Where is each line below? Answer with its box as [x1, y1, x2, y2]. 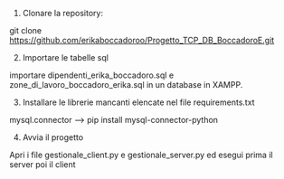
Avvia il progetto [22, 132, 84, 143]
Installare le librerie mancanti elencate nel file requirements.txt [22, 97, 255, 108]
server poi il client [9, 159, 76, 170]
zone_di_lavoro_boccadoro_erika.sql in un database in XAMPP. [9, 80, 243, 89]
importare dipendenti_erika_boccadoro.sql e [9, 70, 175, 80]
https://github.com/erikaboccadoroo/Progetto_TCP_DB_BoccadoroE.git [9, 35, 275, 45]
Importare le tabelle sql [22, 52, 109, 62]
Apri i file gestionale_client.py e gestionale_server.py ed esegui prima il [9, 149, 273, 160]
